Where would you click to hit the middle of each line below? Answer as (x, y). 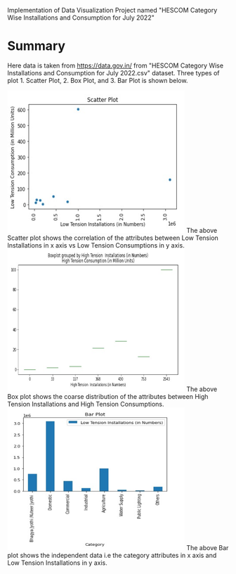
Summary (36, 46)
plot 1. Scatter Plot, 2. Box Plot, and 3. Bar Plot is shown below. (98, 80)
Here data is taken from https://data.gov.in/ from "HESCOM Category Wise (115, 65)
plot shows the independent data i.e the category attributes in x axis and (112, 555)
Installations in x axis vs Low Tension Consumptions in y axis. (96, 245)
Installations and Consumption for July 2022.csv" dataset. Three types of (113, 72)
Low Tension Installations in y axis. (57, 563)
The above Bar (207, 547)
